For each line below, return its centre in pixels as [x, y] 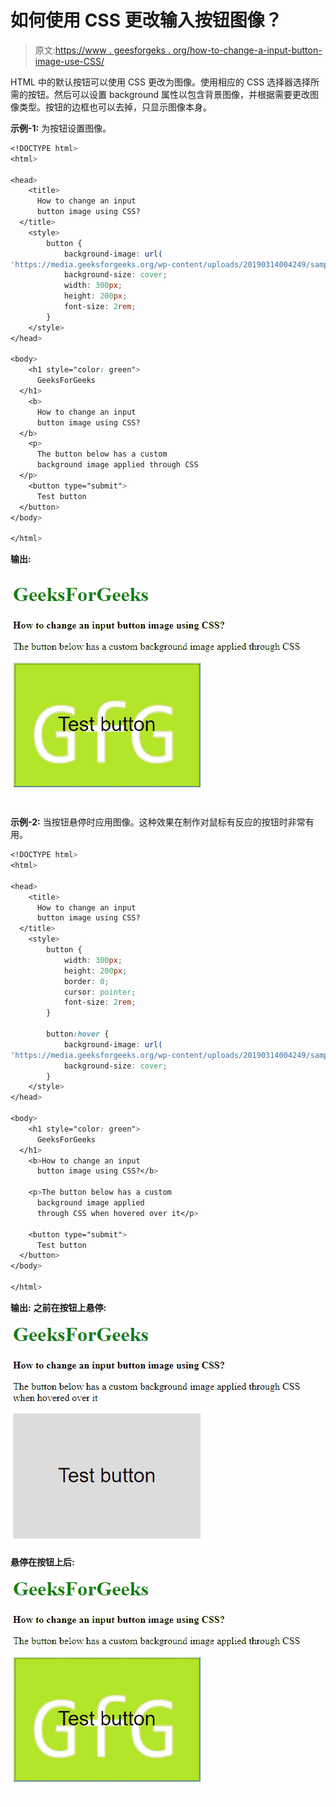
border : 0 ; [86, 981]
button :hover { [78, 1034]
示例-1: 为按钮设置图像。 [61, 128]
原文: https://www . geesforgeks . [102, 50]
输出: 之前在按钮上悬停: [58, 1307]
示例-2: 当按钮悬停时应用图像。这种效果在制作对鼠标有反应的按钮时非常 [158, 822]
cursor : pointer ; [100, 992]
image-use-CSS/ [69, 61]
